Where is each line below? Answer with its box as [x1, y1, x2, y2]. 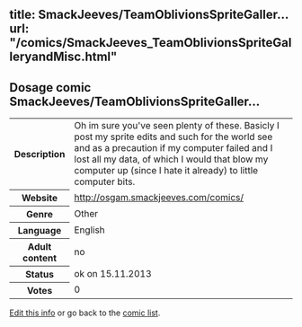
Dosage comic [9, 80, 92, 95]
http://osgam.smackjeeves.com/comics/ [74, 190, 244, 203]
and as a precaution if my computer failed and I [74, 142, 273, 155]
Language [17, 224, 62, 236]
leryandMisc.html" [9, 49, 118, 65]
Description [13, 147, 66, 160]
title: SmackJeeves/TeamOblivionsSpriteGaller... [9, 7, 289, 22]
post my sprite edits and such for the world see [74, 130, 273, 143]
